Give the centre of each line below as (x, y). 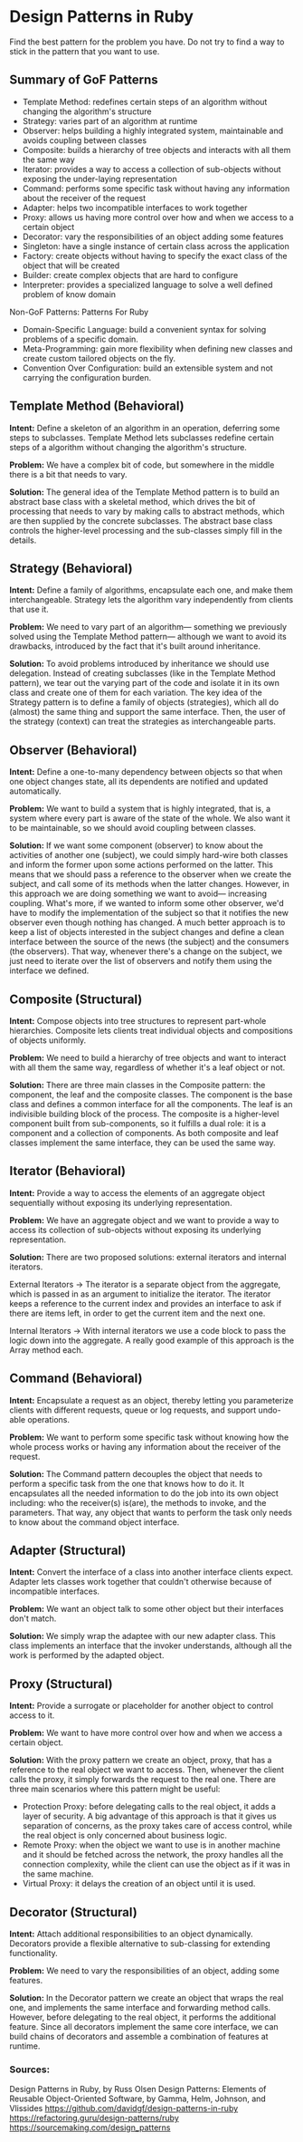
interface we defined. (49, 970)
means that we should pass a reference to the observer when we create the (151, 874)
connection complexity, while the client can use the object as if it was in (156, 1865)
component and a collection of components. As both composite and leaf (144, 1133)
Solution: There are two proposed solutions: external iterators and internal (148, 1257)
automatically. (35, 791)
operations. (48, 1419)
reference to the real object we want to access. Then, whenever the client (147, 1770)
